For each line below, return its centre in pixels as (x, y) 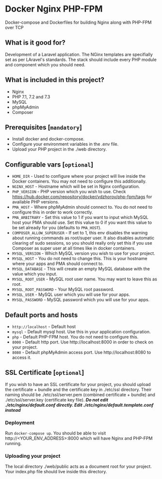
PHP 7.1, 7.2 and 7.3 (31, 97)
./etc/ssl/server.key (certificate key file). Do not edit (57, 400)
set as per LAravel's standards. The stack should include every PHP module (81, 60)
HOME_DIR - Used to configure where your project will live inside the (79, 176)
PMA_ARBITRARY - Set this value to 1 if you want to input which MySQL (80, 217)
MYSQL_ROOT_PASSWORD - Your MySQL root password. (63, 290)
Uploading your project (33, 456)
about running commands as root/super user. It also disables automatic (83, 238)
